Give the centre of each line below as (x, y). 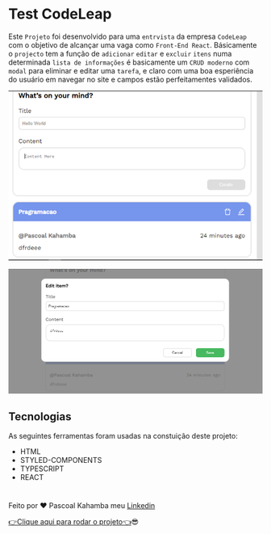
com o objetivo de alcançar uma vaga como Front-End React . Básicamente (133, 44)
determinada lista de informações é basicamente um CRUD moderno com (129, 62)
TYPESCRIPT (42, 469)
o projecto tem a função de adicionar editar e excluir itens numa (120, 53)
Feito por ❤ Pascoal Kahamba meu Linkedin (82, 506)
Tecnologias (40, 416)
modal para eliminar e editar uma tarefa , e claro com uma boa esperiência (131, 70)
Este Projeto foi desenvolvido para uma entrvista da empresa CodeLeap (128, 36)
